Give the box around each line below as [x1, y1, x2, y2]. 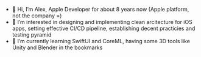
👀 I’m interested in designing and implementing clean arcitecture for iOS [12, 19, 193, 25]
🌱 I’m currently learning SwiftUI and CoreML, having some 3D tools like [12, 38, 191, 44]
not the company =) [12, 12, 62, 19]
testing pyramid [12, 31, 52, 38]
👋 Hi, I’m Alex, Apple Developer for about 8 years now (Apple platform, [12, 6, 189, 13]
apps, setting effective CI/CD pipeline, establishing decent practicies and [12, 25, 196, 32]
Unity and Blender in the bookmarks [12, 44, 103, 51]
